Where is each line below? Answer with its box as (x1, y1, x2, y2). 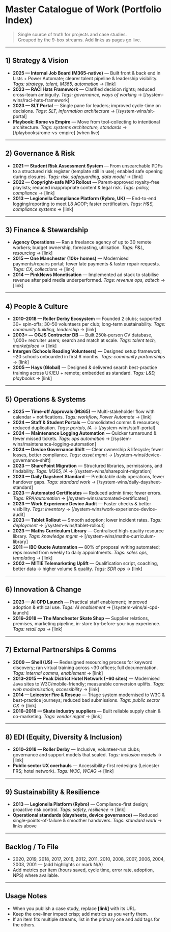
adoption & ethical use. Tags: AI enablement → (12, 604, 111, 610)
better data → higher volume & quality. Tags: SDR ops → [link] (12, 566, 142, 572)
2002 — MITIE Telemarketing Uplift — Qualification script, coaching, (12, 560, 159, 566)
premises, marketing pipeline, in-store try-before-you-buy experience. (12, 620, 161, 626)
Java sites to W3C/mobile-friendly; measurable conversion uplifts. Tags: (12, 680, 165, 687)
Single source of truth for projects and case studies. (17, 31, 127, 37)
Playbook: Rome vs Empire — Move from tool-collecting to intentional (12, 118, 160, 125)
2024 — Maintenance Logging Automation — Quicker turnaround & (12, 430, 157, 436)
